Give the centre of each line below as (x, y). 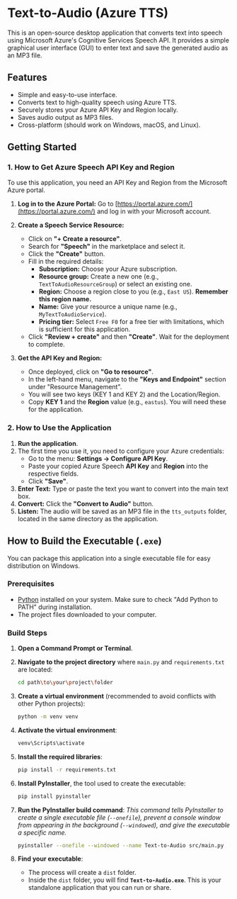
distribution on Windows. (44, 566)
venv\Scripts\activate (51, 743)
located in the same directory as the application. (88, 518)
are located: (35, 670)
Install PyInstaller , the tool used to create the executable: (102, 783)
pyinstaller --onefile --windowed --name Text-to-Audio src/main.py (121, 845)
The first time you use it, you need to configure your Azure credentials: (121, 451)
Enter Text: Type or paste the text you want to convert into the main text (123, 488)
